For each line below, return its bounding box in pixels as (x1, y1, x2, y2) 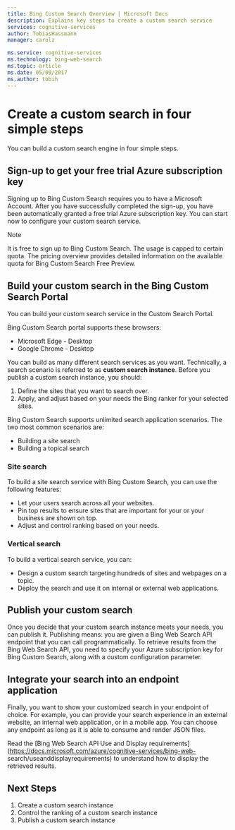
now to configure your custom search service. (7, 217, 141, 226)
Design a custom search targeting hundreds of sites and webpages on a (17, 569, 227, 577)
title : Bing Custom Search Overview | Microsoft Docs (7, 10, 169, 18)
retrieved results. (7, 762, 57, 770)
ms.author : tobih (7, 76, 58, 83)
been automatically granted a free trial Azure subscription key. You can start (7, 210, 228, 218)
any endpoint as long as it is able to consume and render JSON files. (7, 726, 206, 734)
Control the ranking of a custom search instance (17, 809, 158, 817)
